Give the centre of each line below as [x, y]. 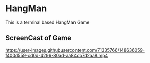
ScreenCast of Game [39, 38]
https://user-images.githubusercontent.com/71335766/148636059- [75, 50]
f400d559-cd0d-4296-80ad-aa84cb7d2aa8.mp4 [57, 55]
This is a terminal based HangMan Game [47, 22]
